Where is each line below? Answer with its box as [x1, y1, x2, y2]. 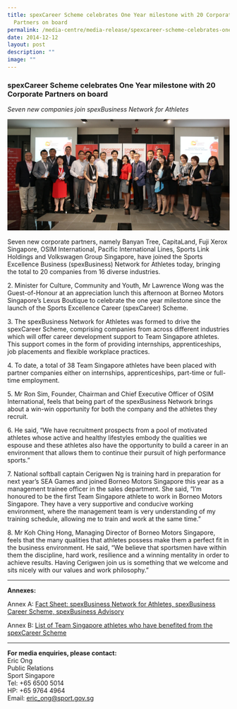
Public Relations [7, 664, 54, 672]
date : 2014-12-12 [7, 34, 59, 41]
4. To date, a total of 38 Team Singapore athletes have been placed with [7, 361, 217, 370]
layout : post [7, 41, 46, 49]
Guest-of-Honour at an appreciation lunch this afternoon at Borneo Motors [7, 289, 224, 297]
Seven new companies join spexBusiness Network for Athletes [7, 105, 189, 114]
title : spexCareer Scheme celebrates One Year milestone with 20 [7, 11, 203, 18]
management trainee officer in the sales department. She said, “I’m [7, 484, 202, 494]
